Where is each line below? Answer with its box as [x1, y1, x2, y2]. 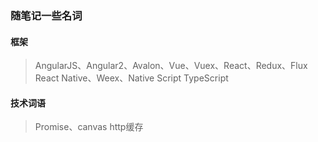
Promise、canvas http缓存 [34, 121, 144, 133]
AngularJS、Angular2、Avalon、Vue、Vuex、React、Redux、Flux [34, 60, 308, 72]
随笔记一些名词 [10, 8, 83, 22]
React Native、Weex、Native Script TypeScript [34, 72, 229, 84]
